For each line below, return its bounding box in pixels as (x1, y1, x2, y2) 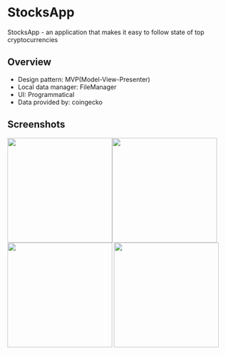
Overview (7, 56, 52, 68)
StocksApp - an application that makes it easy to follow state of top (7, 28, 205, 36)
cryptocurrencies (7, 35, 58, 43)
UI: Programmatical (17, 90, 75, 98)
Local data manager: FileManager (17, 83, 117, 91)
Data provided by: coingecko (17, 98, 103, 106)
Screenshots (7, 118, 66, 130)
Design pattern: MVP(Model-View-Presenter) (17, 75, 151, 83)
